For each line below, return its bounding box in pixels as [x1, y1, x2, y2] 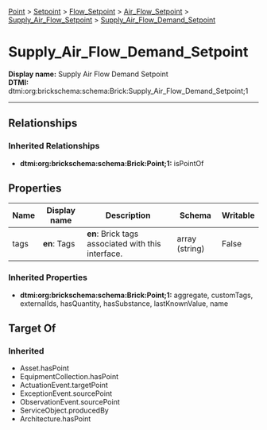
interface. [87, 248, 123, 259]
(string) [176, 243, 205, 254]
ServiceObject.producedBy [19, 405, 109, 416]
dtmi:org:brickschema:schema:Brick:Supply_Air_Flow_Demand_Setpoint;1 [8, 86, 249, 95]
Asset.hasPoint [19, 363, 70, 373]
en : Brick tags [87, 228, 139, 239]
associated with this [87, 238, 161, 250]
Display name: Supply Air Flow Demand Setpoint [8, 69, 168, 79]
